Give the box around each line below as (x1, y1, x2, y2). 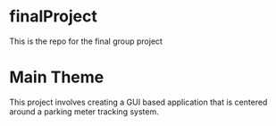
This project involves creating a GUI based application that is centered (9, 97, 268, 107)
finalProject (9, 6, 98, 27)
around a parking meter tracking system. (9, 105, 159, 117)
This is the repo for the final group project (9, 36, 163, 46)
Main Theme (9, 67, 105, 88)
